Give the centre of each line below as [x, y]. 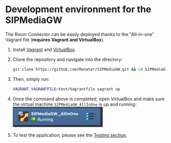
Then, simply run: [31, 79]
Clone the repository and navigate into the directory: [67, 59]
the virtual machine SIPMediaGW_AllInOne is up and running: [75, 104]
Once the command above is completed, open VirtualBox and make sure [89, 99]
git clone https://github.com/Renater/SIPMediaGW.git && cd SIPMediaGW [90, 69]
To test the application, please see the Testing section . [70, 135]
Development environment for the [78, 9]
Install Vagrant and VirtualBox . [44, 49]
